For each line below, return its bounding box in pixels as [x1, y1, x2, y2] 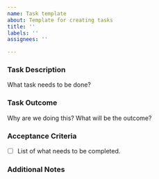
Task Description [7, 65, 66, 75]
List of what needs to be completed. [17, 147, 121, 155]
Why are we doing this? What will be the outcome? [7, 114, 152, 122]
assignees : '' [7, 36, 49, 43]
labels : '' [7, 29, 39, 37]
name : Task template [7, 10, 67, 17]
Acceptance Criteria [7, 131, 77, 141]
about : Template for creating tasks [7, 17, 113, 24]
